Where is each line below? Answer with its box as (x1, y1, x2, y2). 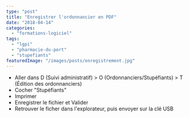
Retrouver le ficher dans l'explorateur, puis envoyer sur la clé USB (14, 105, 174, 112)
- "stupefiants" (11, 52, 51, 58)
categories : (6, 25, 35, 31)
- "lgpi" (11, 42, 33, 48)
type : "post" (6, 8, 38, 15)
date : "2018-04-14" (6, 19, 54, 25)
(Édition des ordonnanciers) (14, 80, 82, 87)
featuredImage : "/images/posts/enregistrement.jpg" (6, 58, 135, 63)
